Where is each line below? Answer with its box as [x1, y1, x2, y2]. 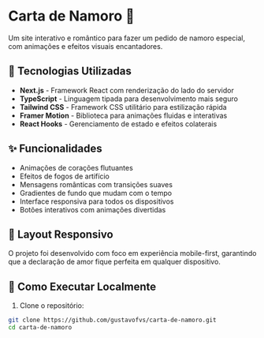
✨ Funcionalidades [8, 142, 102, 156]
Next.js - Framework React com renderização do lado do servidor [19, 85, 234, 95]
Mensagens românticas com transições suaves [19, 179, 173, 189]
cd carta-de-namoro [8, 324, 73, 332]
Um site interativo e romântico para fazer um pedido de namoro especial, [8, 33, 246, 43]
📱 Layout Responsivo [8, 227, 113, 241]
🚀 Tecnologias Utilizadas [8, 65, 132, 78]
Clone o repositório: [19, 301, 84, 310]
